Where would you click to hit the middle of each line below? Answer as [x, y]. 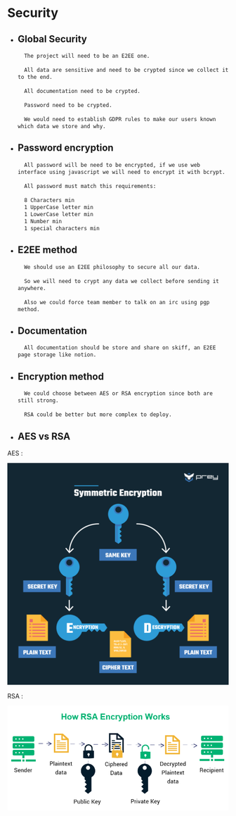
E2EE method [47, 250]
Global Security [52, 39]
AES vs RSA [44, 436]
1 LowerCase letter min [59, 214]
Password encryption [65, 148]
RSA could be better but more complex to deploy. [98, 415]
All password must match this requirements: [90, 186]
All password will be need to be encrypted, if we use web [112, 165]
